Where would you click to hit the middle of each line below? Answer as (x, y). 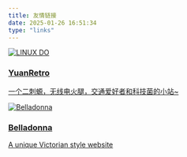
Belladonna (30, 127)
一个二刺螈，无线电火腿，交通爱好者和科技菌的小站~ (93, 91)
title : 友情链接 (32, 15)
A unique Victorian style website (61, 144)
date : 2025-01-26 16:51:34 (52, 23)
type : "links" (32, 30)
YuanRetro (29, 73)
